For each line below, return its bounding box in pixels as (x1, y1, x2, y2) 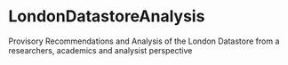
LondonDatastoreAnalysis (8, 6, 205, 27)
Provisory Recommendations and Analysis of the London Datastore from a (8, 36, 280, 46)
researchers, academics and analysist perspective (8, 45, 193, 55)
